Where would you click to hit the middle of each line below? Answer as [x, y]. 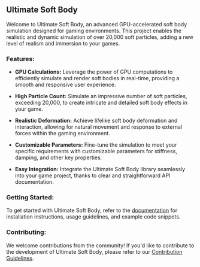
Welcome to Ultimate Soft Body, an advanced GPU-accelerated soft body [97, 24]
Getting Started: [30, 198]
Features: [20, 59]
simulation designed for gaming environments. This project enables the [94, 31]
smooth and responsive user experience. [65, 85]
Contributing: [26, 232]
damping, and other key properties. [58, 157]
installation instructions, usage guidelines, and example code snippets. [93, 217]
